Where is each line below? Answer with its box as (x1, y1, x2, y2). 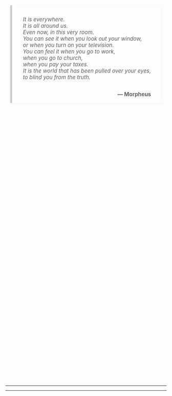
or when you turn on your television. (23, 41, 114, 48)
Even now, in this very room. (23, 28, 95, 35)
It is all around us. (23, 22, 68, 29)
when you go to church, (23, 54, 83, 61)
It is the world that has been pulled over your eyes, (23, 67, 152, 74)
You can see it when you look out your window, (23, 35, 142, 42)
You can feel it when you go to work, (23, 48, 116, 55)
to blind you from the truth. (23, 74, 91, 81)
